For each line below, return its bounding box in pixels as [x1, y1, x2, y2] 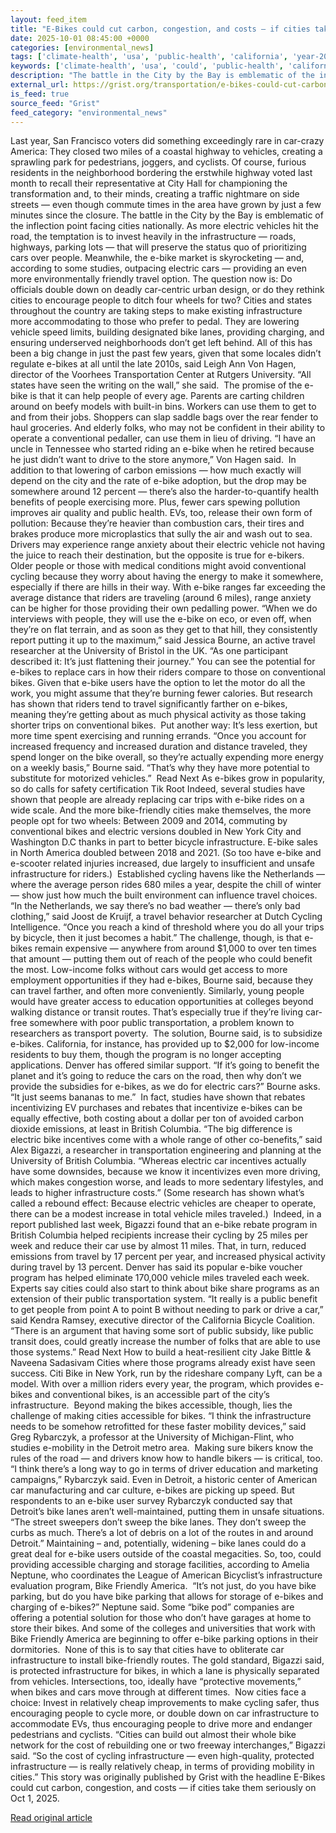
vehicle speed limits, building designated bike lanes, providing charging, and [10, 326, 325, 338]
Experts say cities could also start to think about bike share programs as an [10, 1282, 320, 1295]
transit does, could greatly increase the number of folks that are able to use [10, 1336, 321, 1348]
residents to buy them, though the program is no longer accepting [10, 1049, 282, 1061]
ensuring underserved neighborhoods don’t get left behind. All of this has [10, 337, 313, 349]
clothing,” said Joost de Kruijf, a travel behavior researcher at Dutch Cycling [10, 911, 323, 923]
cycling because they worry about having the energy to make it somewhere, [10, 571, 324, 583]
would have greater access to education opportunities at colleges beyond [10, 996, 314, 1008]
